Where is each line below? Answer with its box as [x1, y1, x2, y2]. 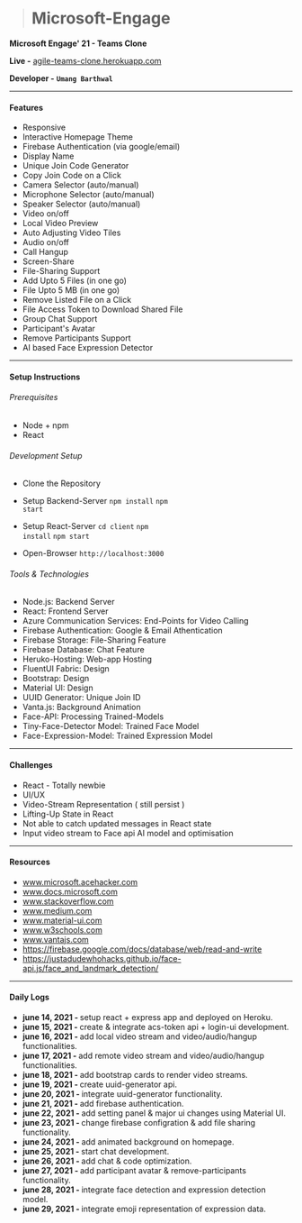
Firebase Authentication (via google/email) [22, 141, 181, 152]
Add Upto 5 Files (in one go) [22, 275, 128, 287]
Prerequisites [9, 392, 58, 403]
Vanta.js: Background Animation [22, 702, 141, 713]
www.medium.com [22, 905, 93, 916]
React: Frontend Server [22, 606, 109, 616]
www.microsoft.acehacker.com [22, 876, 138, 887]
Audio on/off [22, 237, 69, 248]
